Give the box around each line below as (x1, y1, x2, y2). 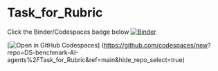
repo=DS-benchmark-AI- (7, 48, 79, 57)
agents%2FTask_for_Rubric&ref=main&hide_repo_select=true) (7, 55, 185, 63)
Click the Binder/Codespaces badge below (7, 28, 129, 36)
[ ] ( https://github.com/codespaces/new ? (7, 41, 211, 49)
